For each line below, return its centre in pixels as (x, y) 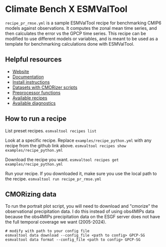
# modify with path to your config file (48, 231)
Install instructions (31, 82)
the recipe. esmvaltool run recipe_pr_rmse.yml (53, 179)
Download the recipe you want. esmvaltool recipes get (62, 159)
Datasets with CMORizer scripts (45, 87)
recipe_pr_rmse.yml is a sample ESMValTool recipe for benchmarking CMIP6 (83, 23)
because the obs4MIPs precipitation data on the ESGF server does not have (83, 217)
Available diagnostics (34, 103)
